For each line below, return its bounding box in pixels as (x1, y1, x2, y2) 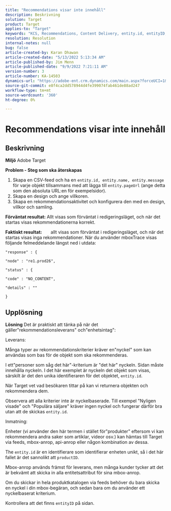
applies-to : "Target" (5, 26, 51, 32)
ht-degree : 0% (5, 97, 36, 102)
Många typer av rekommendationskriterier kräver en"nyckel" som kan (5, 347, 152, 353)
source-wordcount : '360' (5, 93, 58, 98)
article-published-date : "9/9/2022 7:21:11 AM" (5, 64, 108, 69)
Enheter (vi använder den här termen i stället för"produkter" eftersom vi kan (5, 428, 164, 435)
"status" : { (5, 267, 33, 273)
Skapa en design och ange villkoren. (12, 193, 89, 199)
